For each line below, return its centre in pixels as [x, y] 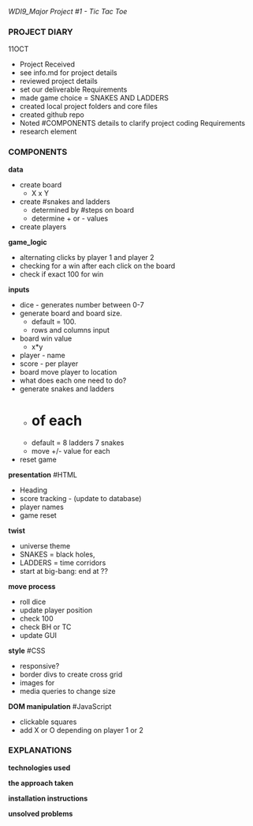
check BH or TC [45, 627]
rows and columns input [71, 330]
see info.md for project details [68, 73]
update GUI [38, 635]
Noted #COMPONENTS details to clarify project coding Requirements [132, 123]
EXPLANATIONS [40, 750]
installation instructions [48, 798]
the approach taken [41, 783]
